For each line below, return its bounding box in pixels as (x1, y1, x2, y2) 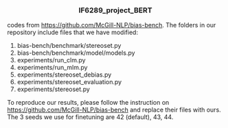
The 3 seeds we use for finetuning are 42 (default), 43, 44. (7, 113, 174, 121)
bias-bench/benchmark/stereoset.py (16, 42, 122, 50)
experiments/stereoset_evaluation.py (16, 78, 122, 86)
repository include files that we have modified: (7, 28, 139, 36)
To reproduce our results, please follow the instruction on (7, 99, 170, 107)
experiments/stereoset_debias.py (16, 71, 112, 79)
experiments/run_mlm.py (16, 64, 88, 72)
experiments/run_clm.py (16, 56, 86, 64)
